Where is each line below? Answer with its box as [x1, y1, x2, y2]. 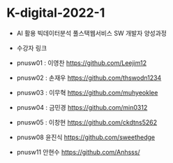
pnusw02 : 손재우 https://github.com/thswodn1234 [16, 73, 162, 82]
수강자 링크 [16, 43, 47, 52]
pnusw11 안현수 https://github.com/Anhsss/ [16, 148, 140, 156]
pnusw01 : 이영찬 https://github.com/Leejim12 [16, 58, 147, 67]
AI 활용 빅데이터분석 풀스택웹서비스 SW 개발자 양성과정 [16, 29, 167, 37]
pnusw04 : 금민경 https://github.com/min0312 [16, 103, 148, 111]
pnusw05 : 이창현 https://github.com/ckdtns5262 [16, 118, 158, 127]
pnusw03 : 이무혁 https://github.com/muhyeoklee [16, 88, 158, 97]
